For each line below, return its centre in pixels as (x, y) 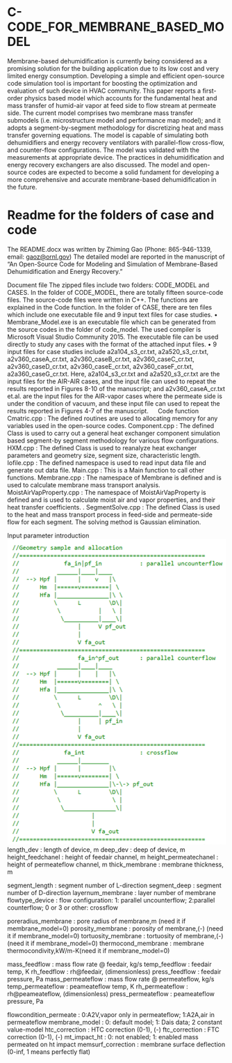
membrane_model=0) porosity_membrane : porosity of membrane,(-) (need (115, 928)
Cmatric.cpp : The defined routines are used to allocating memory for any (113, 418)
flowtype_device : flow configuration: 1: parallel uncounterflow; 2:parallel (111, 901)
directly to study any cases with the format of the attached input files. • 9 (112, 344)
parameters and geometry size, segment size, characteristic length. (104, 455)
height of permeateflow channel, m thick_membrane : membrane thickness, (115, 864)
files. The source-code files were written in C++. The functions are (103, 300)
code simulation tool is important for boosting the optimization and (102, 83)
